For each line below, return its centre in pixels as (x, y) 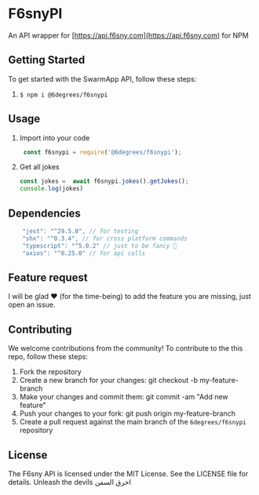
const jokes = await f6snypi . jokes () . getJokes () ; (104, 181)
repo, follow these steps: (48, 357)
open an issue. (32, 305)
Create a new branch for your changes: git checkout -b (109, 380)
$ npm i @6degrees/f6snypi (64, 95)
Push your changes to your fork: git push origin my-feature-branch (127, 413)
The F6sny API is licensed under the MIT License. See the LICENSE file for (128, 473)
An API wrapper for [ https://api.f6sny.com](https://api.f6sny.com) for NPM (128, 35)
